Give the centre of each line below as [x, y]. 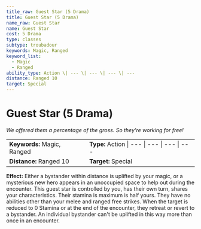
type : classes [24, 39]
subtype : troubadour [32, 45]
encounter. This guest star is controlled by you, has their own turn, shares [97, 188]
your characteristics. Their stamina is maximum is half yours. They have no [98, 195]
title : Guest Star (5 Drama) [42, 17]
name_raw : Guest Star [33, 23]
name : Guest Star [28, 28]
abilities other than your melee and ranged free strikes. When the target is [97, 201]
